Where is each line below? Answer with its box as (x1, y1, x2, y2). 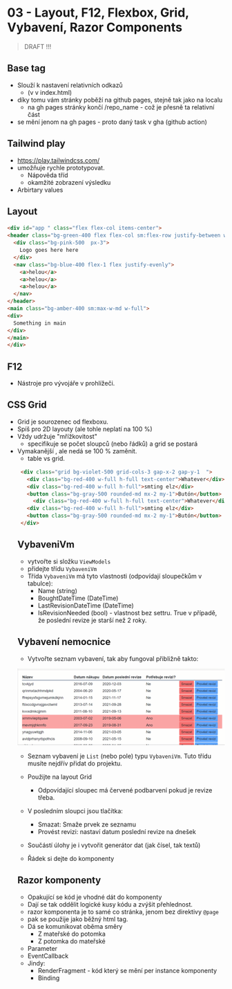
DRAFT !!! (23, 42, 52, 51)
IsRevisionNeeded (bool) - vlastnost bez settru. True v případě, (37, 608, 217, 617)
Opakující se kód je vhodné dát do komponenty (27, 893, 162, 901)
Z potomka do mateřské (37, 936, 106, 945)
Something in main (13, 320, 67, 327)
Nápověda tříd (27, 171, 68, 179)
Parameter (27, 944, 57, 952)
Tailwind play (7, 138, 66, 149)
